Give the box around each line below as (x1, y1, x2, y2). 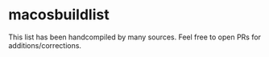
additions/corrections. (8, 40, 82, 50)
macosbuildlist (8, 6, 110, 24)
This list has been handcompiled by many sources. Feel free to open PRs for (8, 32, 262, 42)
